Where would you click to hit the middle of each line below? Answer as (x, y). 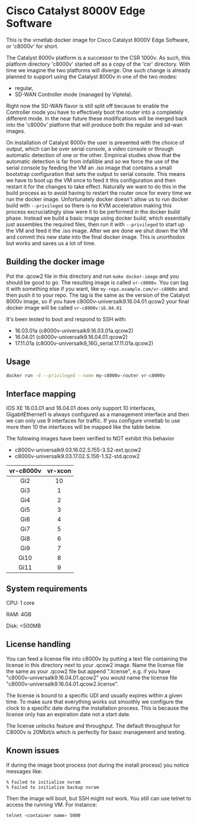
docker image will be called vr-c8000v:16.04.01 (64, 308)
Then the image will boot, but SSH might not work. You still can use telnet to (98, 798)
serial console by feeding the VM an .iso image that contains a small (89, 168)
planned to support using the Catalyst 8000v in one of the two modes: (92, 76)
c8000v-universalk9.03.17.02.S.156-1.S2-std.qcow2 (77, 456)
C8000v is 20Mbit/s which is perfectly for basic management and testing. (96, 732)
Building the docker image (55, 262)
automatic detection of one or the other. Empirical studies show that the (93, 155)
